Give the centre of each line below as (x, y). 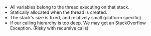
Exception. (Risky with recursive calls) (49, 28)
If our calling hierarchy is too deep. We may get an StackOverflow (78, 23)
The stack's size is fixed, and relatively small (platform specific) (75, 18)
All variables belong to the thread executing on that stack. (69, 7)
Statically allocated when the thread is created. (58, 12)
